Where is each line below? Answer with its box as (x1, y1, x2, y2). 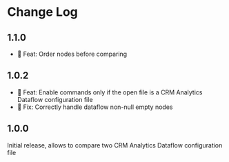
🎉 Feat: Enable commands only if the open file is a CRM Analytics (17, 88, 203, 97)
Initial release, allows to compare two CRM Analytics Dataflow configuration (7, 141, 223, 149)
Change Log (7, 4, 78, 20)
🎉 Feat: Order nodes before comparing (17, 50, 128, 58)
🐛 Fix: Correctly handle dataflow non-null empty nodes (17, 103, 173, 111)
